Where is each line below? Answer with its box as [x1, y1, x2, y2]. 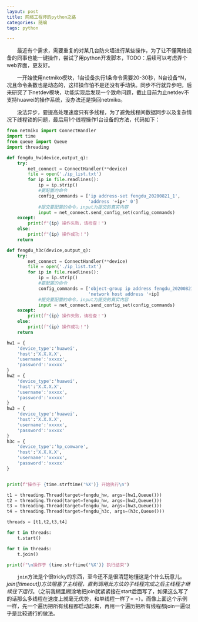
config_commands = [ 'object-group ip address [38, 286, 152, 292]
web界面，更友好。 [6, 62, 53, 69]
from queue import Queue [6, 139, 68, 145]
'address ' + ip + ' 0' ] [88, 198, 139, 205]
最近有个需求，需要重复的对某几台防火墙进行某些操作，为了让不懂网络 [16, 47, 187, 54]
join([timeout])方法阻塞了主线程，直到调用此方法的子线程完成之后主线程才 [6, 580, 186, 588]
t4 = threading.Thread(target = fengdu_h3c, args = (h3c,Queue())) [6, 509, 165, 514]
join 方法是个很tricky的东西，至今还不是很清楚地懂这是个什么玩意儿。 [17, 573, 186, 580]
